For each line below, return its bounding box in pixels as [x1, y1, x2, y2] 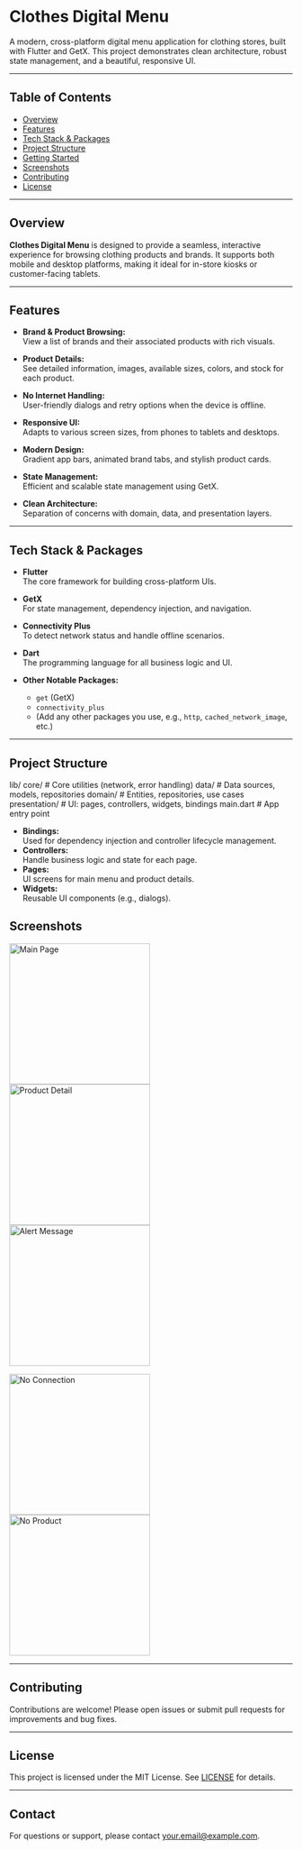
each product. [22, 372, 75, 384]
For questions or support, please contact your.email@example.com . [9, 1830, 261, 1841]
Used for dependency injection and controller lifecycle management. [22, 836, 277, 846]
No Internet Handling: [22, 390, 105, 401]
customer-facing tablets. [9, 268, 101, 279]
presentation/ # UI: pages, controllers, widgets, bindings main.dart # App [9, 799, 280, 809]
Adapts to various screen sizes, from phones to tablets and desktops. [22, 426, 280, 438]
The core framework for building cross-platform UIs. [22, 576, 217, 587]
